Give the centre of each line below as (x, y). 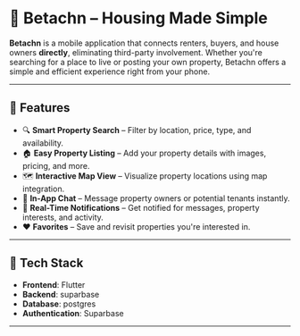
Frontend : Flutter (54, 284)
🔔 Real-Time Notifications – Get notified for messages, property (141, 207)
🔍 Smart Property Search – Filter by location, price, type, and (137, 130)
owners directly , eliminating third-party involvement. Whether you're (136, 52)
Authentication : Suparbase (73, 313)
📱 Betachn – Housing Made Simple (138, 18)
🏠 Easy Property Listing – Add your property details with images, (144, 153)
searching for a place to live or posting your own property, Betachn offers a (148, 62)
